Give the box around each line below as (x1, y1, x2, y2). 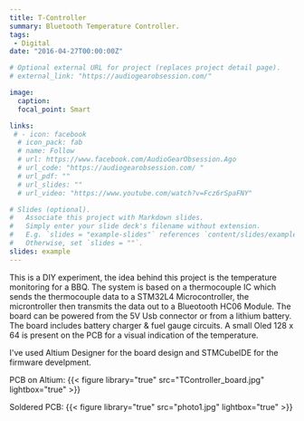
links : (9, 121, 34, 130)
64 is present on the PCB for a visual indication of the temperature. (9, 330, 260, 340)
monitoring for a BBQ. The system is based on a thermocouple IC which (9, 282, 277, 292)
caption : (17, 96, 51, 105)
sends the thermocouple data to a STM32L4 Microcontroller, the (9, 291, 250, 301)
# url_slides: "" (17, 180, 83, 189)
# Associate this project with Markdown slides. (9, 214, 204, 223)
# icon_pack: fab (17, 138, 83, 148)
